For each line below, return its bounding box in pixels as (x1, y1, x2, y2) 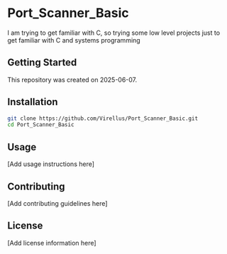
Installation (7, 96, 58, 108)
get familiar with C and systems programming (7, 35, 140, 44)
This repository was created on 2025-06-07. (7, 75, 138, 84)
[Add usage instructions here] (7, 160, 94, 168)
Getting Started (7, 57, 77, 69)
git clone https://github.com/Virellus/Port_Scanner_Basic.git (7, 115, 199, 122)
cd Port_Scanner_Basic (7, 121, 74, 128)
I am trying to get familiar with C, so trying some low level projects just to (7, 28, 221, 37)
